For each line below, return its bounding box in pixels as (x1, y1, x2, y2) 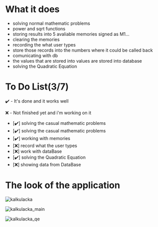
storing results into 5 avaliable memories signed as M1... (12, 31, 130, 37)
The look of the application (5, 179, 121, 191)
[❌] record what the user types (12, 143, 77, 149)
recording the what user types (12, 41, 76, 48)
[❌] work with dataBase (12, 148, 62, 154)
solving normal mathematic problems (12, 20, 90, 26)
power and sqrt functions (12, 25, 66, 31)
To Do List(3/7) (5, 81, 69, 93)
